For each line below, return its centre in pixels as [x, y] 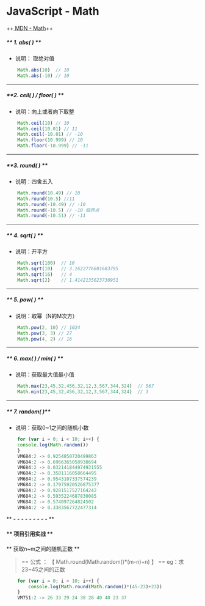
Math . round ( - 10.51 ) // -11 [52, 216]
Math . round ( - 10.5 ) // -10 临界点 [58, 210]
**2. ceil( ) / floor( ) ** [35, 95]
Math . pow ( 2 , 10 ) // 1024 [49, 327]
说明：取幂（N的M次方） [46, 316]
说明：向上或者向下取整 [45, 111]
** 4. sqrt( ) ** [25, 235]
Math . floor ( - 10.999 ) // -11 [53, 146]
